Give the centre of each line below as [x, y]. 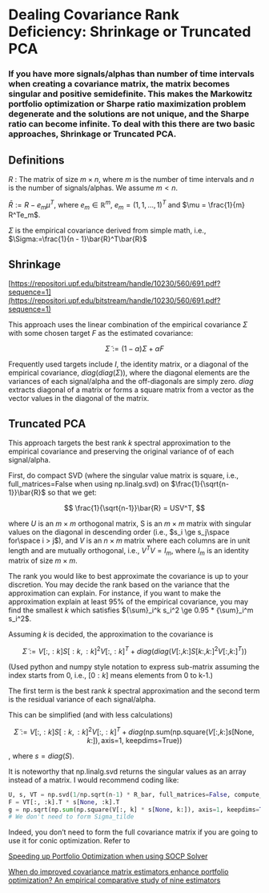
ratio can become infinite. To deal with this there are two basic [132, 124]
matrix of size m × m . [43, 561]
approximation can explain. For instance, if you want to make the [115, 593]
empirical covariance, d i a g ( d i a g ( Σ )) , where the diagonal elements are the [129, 373]
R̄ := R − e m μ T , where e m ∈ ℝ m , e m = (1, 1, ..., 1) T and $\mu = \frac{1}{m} [127, 205]
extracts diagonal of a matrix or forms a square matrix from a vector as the [131, 390]
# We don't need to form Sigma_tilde [71, 817]
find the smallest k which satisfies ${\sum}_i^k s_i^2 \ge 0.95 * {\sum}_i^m [131, 610]
